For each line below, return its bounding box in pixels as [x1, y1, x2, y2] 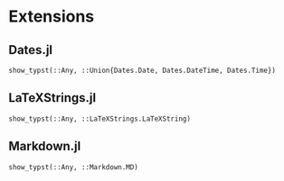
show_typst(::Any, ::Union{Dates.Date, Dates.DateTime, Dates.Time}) [8, 66, 277, 75]
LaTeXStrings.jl [8, 90, 97, 105]
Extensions [8, 6, 95, 27]
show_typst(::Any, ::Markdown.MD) [8, 162, 139, 172]
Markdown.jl [8, 139, 81, 154]
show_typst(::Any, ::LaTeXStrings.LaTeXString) [8, 114, 192, 123]
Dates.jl [8, 42, 53, 58]
